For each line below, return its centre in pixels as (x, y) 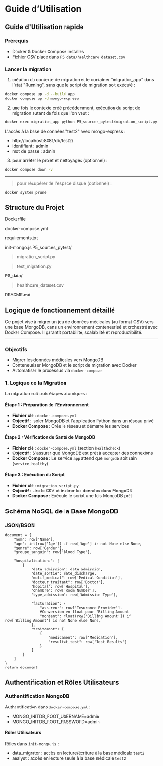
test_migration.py (34, 266)
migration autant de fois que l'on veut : (51, 113)
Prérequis (17, 41)
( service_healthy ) (30, 464)
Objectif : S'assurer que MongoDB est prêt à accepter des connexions (82, 453)
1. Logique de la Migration (36, 383)
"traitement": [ (47, 629)
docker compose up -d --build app (40, 94)
